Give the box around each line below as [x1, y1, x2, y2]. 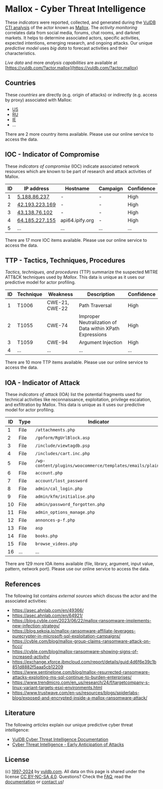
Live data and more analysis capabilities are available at [5, 60, 117, 65]
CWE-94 [47, 339, 68, 346]
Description [87, 291, 115, 298]
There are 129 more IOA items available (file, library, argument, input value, [5, 561, 154, 567]
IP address [24, 185, 49, 192]
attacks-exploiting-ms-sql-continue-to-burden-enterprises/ [12, 675, 132, 680]
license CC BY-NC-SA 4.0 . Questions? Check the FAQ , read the [5, 773, 131, 779]
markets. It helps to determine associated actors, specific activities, [5, 35, 140, 41]
